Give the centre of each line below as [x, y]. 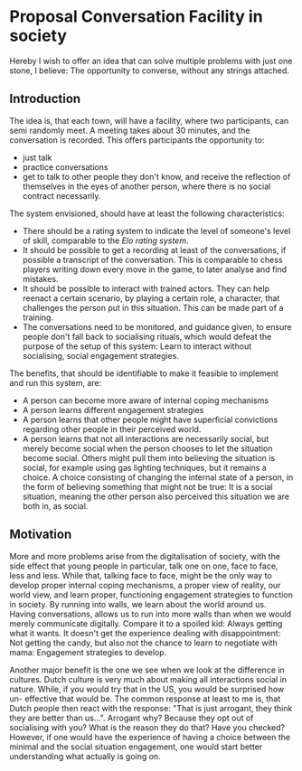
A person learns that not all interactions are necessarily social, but [146, 438]
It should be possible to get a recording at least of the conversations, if [154, 249]
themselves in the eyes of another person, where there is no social [146, 186]
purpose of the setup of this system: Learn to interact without [137, 346]
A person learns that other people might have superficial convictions [150, 419]
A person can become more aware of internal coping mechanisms [146, 400]
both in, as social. [55, 506]
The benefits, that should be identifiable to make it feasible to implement [144, 373]
